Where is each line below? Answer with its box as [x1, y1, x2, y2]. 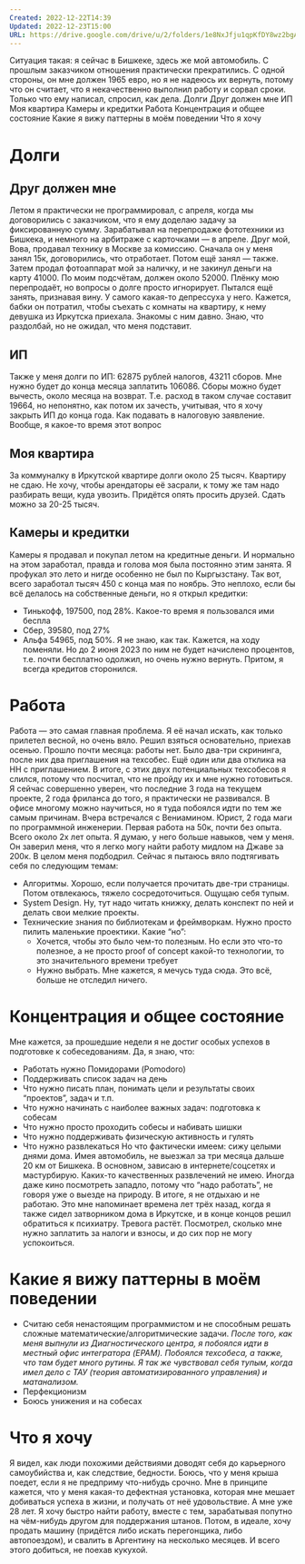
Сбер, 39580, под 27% [22, 624, 111, 636]
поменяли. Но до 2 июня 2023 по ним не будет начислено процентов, [22, 644, 295, 655]
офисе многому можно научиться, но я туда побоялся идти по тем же [9, 802, 282, 813]
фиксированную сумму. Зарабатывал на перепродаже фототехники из [9, 224, 285, 235]
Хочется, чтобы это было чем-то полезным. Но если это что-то [35, 935, 283, 946]
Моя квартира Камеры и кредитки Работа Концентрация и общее [9, 104, 265, 114]
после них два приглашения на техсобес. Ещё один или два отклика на [9, 754, 287, 765]
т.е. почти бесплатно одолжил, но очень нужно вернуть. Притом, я [22, 653, 284, 664]
